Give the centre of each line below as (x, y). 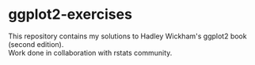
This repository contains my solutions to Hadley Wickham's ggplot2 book (127, 36)
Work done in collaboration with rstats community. (90, 52)
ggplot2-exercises (70, 14)
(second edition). (36, 44)
